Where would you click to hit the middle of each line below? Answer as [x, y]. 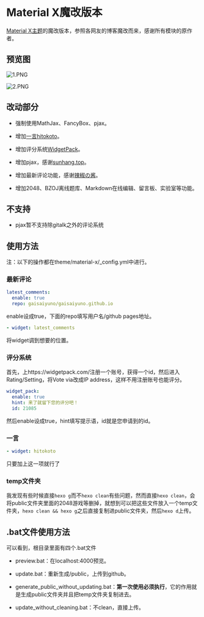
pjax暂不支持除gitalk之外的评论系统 [59, 225]
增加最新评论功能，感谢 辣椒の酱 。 [58, 175]
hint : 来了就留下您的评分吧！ [45, 403]
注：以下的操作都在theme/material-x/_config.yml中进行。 [78, 262]
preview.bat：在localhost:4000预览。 [62, 561]
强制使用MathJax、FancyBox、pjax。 [62, 123]
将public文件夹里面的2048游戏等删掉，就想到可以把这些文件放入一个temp [99, 503]
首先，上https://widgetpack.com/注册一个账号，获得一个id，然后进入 [93, 372]
